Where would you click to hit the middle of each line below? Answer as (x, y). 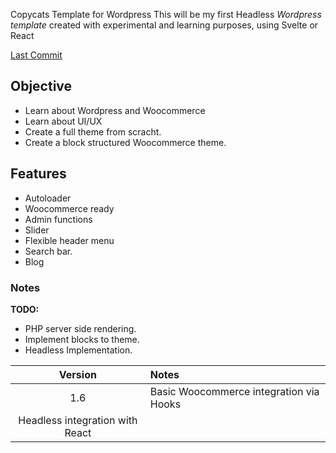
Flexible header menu (69, 240)
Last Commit (36, 55)
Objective (41, 86)
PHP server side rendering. (80, 328)
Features (38, 174)
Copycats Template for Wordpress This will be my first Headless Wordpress (166, 14)
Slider (37, 230)
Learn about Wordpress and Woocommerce (115, 110)
